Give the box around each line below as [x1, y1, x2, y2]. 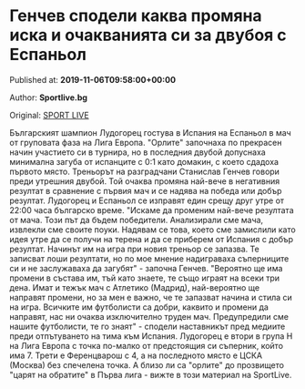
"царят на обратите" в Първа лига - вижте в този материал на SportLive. [9, 369, 292, 380]
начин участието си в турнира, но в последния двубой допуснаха [9, 147, 266, 158]
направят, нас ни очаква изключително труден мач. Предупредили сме [9, 311, 290, 322]
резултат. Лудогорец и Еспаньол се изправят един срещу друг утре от [9, 195, 285, 206]
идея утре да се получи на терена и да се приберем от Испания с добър [9, 233, 294, 244]
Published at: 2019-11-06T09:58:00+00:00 [9, 74, 176, 85]
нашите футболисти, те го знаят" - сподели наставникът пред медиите [9, 321, 286, 332]
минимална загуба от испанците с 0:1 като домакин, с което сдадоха [9, 156, 280, 167]
